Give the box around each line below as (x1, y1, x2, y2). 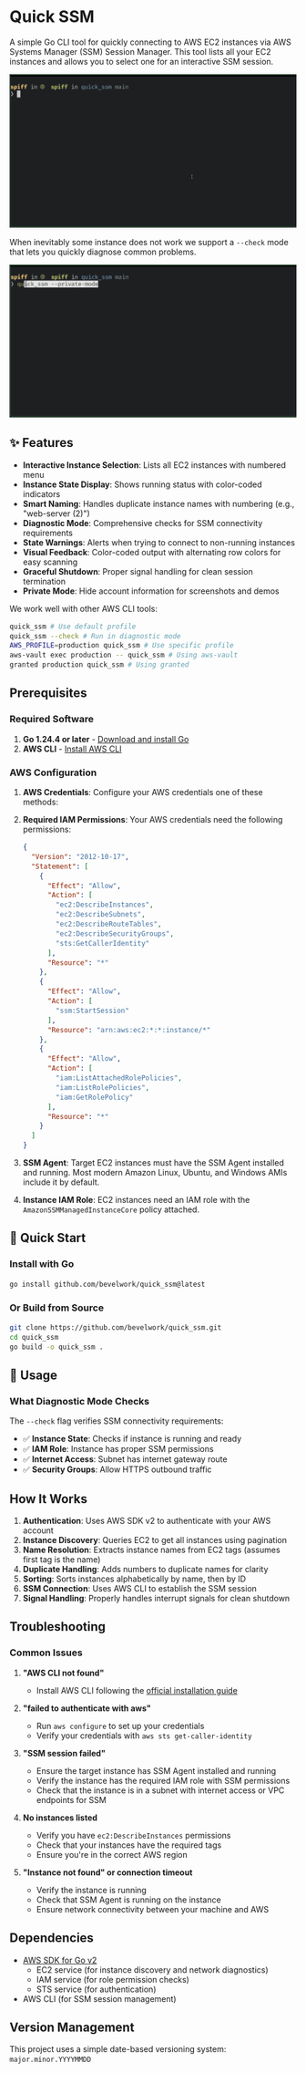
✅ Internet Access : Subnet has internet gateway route (22, 1454, 228, 1465)
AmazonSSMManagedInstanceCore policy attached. (22, 1204, 200, 1215)
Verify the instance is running (36, 1884, 148, 1895)
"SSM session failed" (22, 1747, 107, 1758)
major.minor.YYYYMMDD (9, 2055, 92, 2065)
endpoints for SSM (36, 1794, 107, 1805)
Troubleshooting (9, 1619, 107, 1634)
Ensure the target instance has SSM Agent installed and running (36, 1765, 276, 1776)
